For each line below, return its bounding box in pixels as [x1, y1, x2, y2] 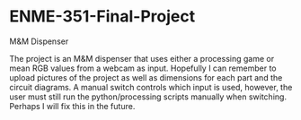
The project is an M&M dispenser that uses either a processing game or [9, 53, 275, 64]
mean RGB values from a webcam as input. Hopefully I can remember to [9, 63, 277, 73]
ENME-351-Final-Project [9, 6, 196, 27]
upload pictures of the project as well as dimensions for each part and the [9, 72, 283, 82]
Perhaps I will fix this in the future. [9, 100, 136, 111]
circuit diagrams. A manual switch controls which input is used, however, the [9, 81, 293, 92]
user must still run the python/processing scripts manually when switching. [9, 91, 288, 102]
